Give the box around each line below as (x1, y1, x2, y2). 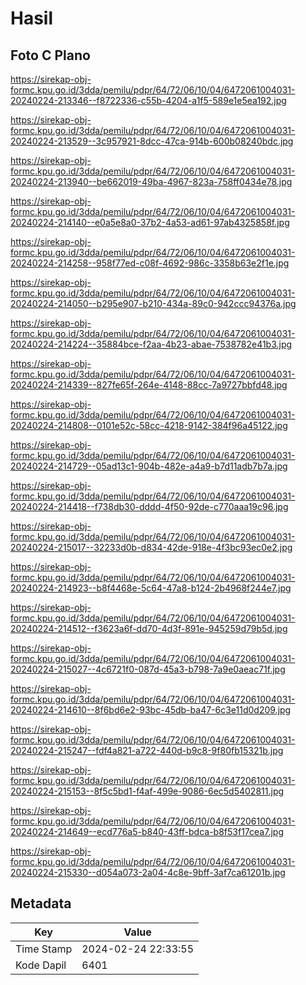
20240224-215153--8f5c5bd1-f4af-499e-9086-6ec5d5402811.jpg (10, 785, 285, 797)
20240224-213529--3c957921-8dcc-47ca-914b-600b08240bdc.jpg (10, 135, 294, 147)
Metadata (10, 895, 72, 912)
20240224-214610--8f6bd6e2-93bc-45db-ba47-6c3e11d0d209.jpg (10, 704, 292, 716)
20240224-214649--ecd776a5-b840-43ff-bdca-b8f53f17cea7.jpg (10, 826, 284, 837)
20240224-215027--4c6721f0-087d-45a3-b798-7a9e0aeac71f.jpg (10, 663, 286, 675)
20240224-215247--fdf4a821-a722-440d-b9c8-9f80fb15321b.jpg (10, 745, 284, 756)
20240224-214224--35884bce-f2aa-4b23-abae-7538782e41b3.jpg (10, 338, 293, 350)
